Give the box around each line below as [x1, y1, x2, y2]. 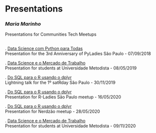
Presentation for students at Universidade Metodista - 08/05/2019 [5, 65, 137, 71]
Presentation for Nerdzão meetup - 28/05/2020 [5, 108, 100, 114]
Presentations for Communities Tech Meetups [5, 31, 97, 37]
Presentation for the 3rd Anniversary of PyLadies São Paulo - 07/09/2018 [5, 51, 151, 56]
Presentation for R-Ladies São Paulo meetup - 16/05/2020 [5, 94, 121, 100]
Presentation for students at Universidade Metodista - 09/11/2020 [5, 123, 136, 129]
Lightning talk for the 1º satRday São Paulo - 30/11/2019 [5, 80, 116, 85]
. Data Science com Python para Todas [5, 45, 83, 51]
